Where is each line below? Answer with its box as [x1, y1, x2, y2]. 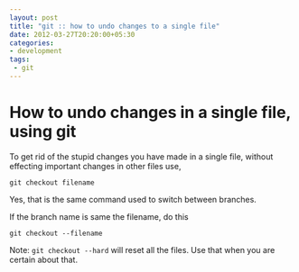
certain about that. [9, 254, 79, 265]
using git [9, 122, 77, 142]
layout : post [9, 13, 59, 23]
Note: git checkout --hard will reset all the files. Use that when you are [9, 244, 276, 255]
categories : [9, 38, 54, 48]
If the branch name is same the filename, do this [9, 211, 190, 222]
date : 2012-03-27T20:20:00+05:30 [9, 30, 135, 39]
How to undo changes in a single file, [9, 103, 292, 122]
